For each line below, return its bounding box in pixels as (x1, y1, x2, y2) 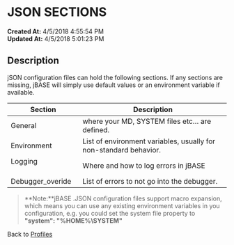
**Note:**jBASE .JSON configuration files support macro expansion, (24, 194, 222, 203)
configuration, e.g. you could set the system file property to (24, 209, 196, 217)
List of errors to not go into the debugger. (82, 176, 218, 186)
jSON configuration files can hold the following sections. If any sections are (7, 73, 224, 81)
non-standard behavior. (82, 145, 162, 155)
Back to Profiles (7, 230, 53, 238)
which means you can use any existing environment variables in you (24, 201, 221, 210)
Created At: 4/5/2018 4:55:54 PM (7, 27, 104, 35)
